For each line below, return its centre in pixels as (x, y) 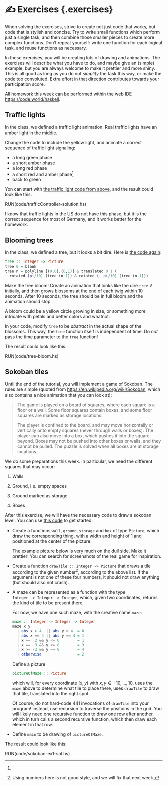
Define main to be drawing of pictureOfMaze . (58, 734)
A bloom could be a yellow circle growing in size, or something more (75, 311)
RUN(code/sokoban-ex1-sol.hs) (38, 754)
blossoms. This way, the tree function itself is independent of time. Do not (82, 331)
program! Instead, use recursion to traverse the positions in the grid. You (87, 709)
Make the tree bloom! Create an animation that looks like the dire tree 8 (79, 285)
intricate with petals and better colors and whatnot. (58, 316)
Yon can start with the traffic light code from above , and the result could (79, 189)
